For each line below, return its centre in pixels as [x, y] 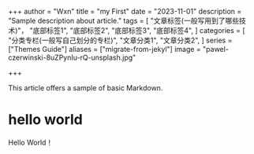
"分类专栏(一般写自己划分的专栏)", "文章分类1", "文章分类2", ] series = [120, 40]
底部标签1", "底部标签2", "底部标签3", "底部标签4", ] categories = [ [139, 30]
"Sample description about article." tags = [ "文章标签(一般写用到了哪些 [123, 20]
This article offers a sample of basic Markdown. [86, 88]
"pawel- [215, 49]
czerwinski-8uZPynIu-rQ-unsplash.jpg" [72, 57]
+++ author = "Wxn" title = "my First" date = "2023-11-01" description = [125, 11]
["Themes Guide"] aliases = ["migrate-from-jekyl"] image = [105, 49]
